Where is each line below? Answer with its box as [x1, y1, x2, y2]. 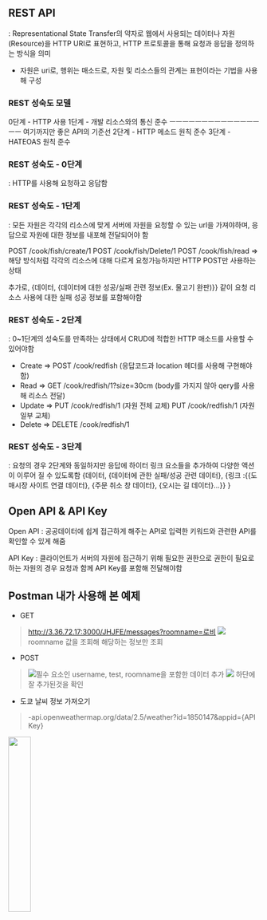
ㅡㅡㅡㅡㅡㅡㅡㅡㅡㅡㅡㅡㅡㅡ [169, 117, 260, 127]
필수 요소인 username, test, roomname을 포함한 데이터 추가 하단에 [35, 669, 256, 679]
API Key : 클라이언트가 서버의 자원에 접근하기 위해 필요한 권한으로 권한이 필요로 [8, 554, 255, 563]
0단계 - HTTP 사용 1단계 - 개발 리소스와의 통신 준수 [8, 117, 168, 127]
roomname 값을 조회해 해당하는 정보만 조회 [27, 637, 163, 646]
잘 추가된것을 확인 [27, 679, 84, 689]
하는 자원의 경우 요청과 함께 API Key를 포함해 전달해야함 [8, 563, 183, 573]
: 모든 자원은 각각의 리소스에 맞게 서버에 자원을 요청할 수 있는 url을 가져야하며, [8, 219, 250, 230]
